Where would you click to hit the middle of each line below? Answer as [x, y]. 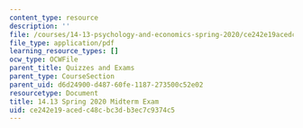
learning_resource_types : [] [64, 51]
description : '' [40, 26]
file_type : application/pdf [62, 43]
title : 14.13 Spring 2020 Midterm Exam [84, 101]
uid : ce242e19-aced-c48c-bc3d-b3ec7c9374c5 [92, 110]
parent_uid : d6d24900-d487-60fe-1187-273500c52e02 [106, 85]
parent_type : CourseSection [62, 77]
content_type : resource [54, 18]
